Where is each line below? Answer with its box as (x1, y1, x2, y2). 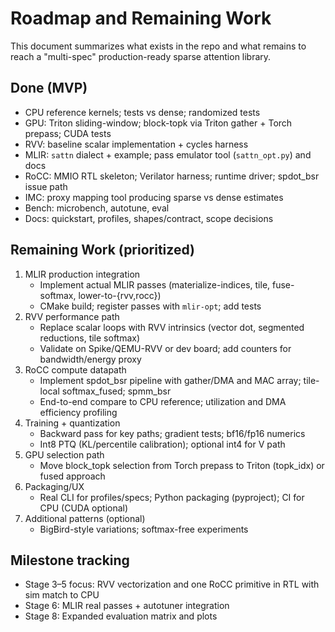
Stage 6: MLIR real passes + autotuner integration (24, 600, 230, 612)
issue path (24, 180, 68, 192)
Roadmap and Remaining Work (10, 7, 272, 30)
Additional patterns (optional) (24, 512, 146, 524)
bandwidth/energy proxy (39, 353, 142, 365)
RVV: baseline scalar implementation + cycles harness (24, 138, 249, 150)
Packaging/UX (24, 480, 85, 492)
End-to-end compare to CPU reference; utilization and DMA (39, 395, 287, 407)
